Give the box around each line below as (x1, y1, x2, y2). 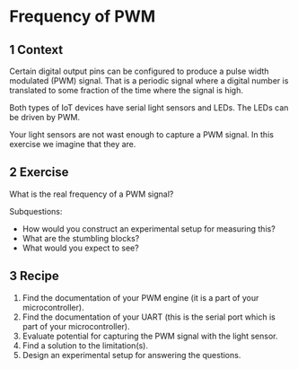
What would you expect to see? (22, 242, 139, 253)
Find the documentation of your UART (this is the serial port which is (22, 312, 276, 322)
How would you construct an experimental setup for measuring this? (22, 223, 276, 234)
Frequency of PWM (9, 6, 156, 27)
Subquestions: (9, 206, 63, 216)
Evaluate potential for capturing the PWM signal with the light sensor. (22, 330, 278, 341)
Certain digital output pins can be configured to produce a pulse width (9, 66, 269, 76)
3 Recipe (9, 268, 60, 284)
